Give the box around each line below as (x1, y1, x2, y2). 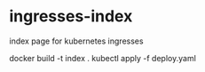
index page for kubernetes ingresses (9, 36, 144, 46)
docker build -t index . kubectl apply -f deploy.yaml (9, 52, 197, 63)
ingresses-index (9, 6, 133, 27)
